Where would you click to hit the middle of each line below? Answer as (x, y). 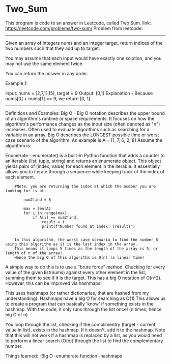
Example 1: (17, 83)
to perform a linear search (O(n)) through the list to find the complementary (84, 341)
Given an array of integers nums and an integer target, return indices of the (84, 43)
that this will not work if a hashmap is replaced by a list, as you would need (84, 335)
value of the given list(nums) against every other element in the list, (76, 272)
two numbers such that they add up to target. (53, 48)
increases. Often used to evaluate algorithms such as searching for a (77, 129)
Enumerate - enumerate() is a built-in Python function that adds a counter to (85, 155)
